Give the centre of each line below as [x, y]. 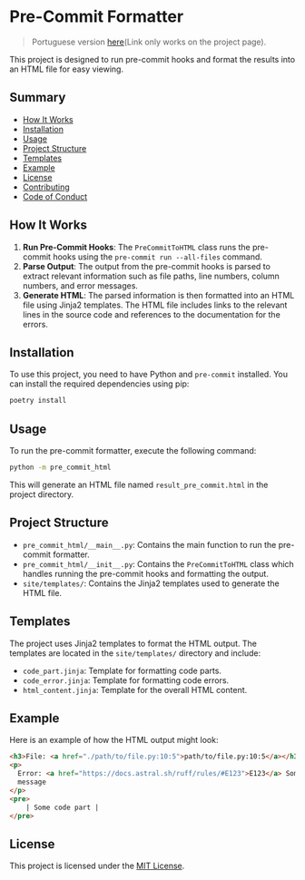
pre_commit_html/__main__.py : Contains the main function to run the [149, 544]
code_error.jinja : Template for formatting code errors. [126, 680]
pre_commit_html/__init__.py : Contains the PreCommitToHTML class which [158, 563]
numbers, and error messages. [80, 285]
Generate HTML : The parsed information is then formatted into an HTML [158, 295]
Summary [38, 98]
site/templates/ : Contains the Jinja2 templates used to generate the [151, 583]
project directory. [42, 494]
